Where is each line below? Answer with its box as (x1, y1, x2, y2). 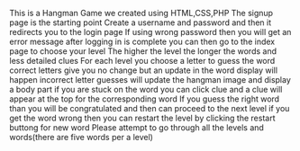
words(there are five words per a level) (9, 132, 153, 142)
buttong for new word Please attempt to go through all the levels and (9, 122, 264, 133)
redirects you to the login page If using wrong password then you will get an (9, 27, 292, 37)
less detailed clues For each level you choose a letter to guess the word (9, 56, 276, 66)
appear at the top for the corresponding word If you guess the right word (9, 93, 280, 104)
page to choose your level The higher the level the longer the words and (9, 46, 277, 57)
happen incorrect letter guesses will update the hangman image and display (9, 75, 291, 84)
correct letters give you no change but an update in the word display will (9, 65, 277, 75)
